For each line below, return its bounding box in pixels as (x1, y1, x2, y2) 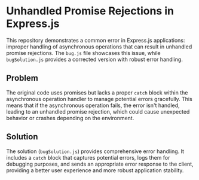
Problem (6, 73, 39, 83)
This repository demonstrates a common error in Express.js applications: (6, 36, 185, 44)
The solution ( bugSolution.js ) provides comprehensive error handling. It (6, 148, 184, 155)
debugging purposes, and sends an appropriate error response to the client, (6, 160, 194, 167)
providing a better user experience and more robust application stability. (6, 166, 184, 174)
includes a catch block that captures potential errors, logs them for (6, 154, 170, 161)
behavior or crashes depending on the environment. (6, 114, 134, 121)
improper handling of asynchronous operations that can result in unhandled (6, 43, 192, 50)
